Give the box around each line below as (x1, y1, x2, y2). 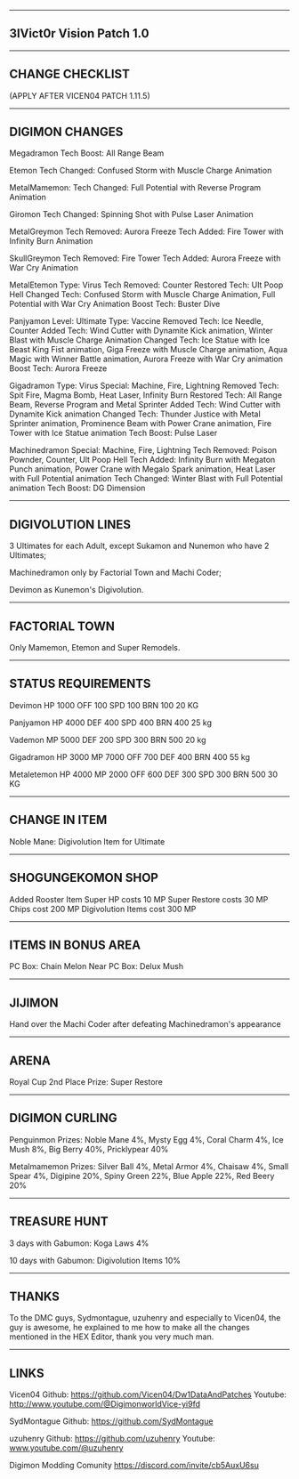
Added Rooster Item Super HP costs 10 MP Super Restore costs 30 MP (9, 893, 269, 904)
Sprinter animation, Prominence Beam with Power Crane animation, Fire (9, 418, 272, 429)
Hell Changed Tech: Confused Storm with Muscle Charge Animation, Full (9, 289, 276, 300)
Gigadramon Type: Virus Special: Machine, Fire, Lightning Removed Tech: (9, 380, 279, 392)
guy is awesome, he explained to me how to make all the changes (9, 1322, 251, 1333)
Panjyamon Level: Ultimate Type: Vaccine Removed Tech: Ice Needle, (9, 316, 264, 327)
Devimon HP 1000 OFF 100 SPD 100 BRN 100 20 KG (9, 699, 198, 710)
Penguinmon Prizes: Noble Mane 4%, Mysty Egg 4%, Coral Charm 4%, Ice (9, 1134, 284, 1144)
